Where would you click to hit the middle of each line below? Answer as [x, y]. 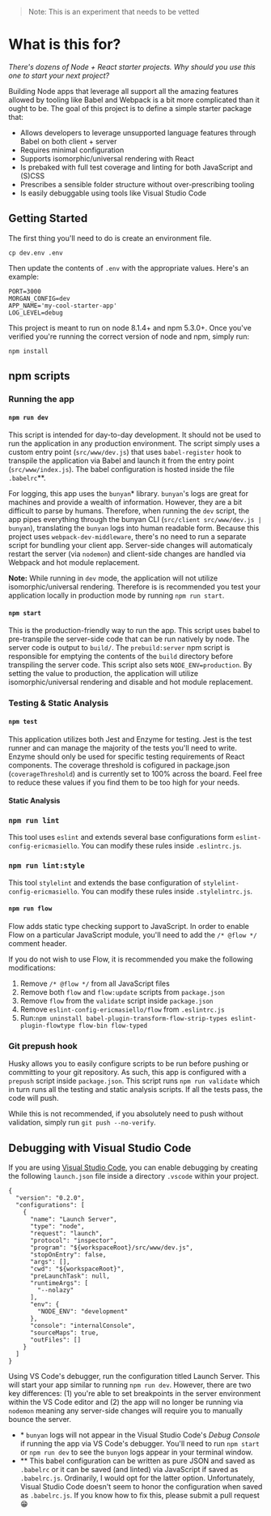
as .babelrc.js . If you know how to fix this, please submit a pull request [140, 1496]
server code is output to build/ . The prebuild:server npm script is [119, 648]
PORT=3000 [25, 291]
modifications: [32, 967]
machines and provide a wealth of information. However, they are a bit [125, 503]
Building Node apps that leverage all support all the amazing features [123, 91]
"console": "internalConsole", [83, 1326]
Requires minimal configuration [72, 150]
